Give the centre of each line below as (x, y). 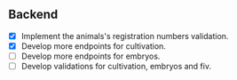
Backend (33, 15)
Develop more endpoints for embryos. (91, 56)
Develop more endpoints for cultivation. (93, 46)
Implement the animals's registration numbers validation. (125, 36)
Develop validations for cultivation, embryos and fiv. (116, 66)
